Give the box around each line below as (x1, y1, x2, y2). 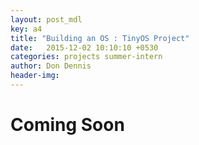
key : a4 (10, 24, 43, 34)
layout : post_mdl (10, 14, 83, 25)
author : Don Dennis (10, 61, 92, 71)
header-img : (10, 71, 60, 81)
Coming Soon (10, 114, 125, 136)
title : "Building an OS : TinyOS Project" (10, 33, 190, 43)
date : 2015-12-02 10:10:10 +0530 (10, 42, 159, 53)
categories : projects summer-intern (10, 52, 163, 62)
